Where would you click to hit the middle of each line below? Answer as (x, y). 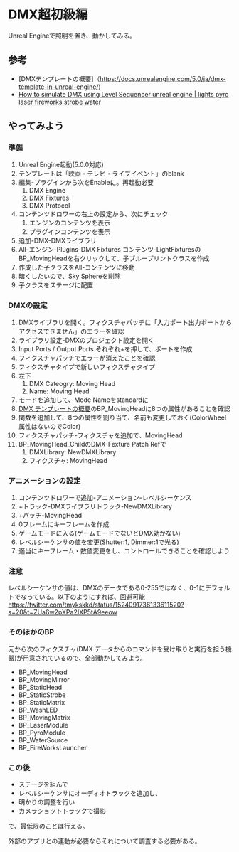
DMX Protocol (49, 206)
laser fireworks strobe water (60, 102)
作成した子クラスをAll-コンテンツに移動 (76, 267)
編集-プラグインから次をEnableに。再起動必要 (86, 183)
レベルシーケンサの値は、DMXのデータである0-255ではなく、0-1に (107, 588)
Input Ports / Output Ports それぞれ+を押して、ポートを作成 (105, 348)
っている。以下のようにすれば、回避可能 (86, 597)
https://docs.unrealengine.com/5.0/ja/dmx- (163, 78)
